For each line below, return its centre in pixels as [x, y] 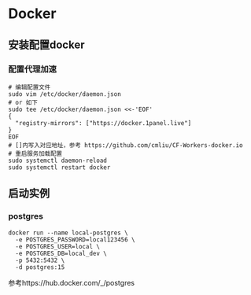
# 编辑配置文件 [30, 87]
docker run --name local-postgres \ [68, 233]
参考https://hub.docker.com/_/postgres [72, 282]
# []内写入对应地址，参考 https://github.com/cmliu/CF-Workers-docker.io [125, 145]
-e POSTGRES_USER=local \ [58, 246]
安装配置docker [46, 44]
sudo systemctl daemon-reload [58, 160]
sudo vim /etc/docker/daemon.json [65, 94]
